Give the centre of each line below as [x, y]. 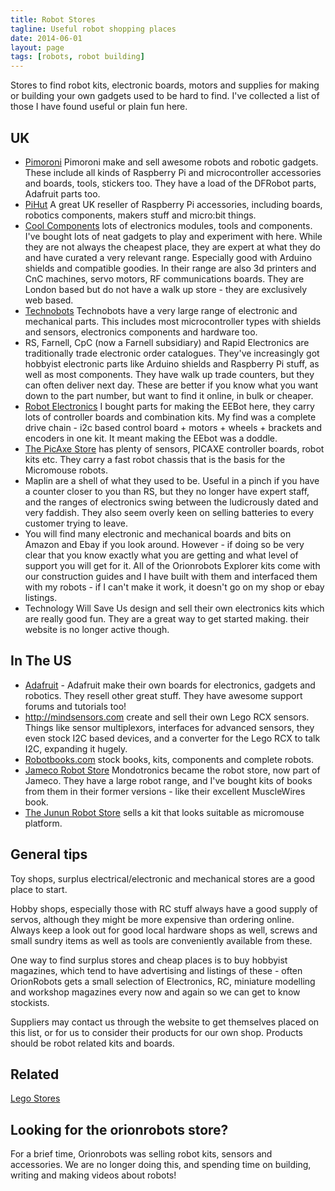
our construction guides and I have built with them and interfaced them [171, 576]
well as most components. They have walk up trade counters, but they [169, 374]
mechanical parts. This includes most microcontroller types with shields [173, 321]
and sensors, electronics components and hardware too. [141, 332]
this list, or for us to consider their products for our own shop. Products [157, 1032]
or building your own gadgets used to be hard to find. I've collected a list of [165, 96]
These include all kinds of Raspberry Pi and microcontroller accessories [173, 172]
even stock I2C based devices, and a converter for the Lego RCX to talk [172, 738]
